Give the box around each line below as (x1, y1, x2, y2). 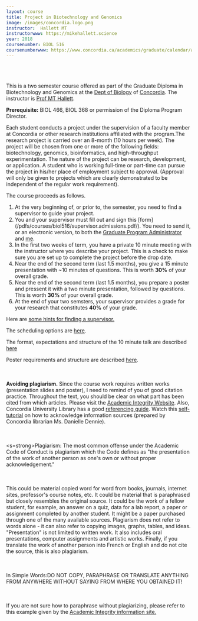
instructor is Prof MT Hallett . (6, 95, 75, 102)
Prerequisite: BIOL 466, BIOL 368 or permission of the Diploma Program (6, 106, 183, 113)
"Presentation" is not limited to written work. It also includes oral (6, 529, 162, 536)
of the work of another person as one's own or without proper (6, 454, 157, 461)
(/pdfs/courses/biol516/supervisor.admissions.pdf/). (14, 222, 141, 229)
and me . (14, 235, 35, 242)
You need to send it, (142, 222, 191, 229)
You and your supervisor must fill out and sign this (14, 216, 137, 223)
